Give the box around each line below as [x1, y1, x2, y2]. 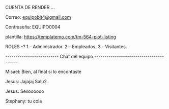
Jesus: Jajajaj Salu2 [5, 79, 47, 84]
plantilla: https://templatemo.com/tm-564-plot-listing [5, 34, 116, 40]
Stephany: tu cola [5, 98, 42, 104]
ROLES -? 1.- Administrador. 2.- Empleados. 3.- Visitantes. [5, 44, 127, 50]
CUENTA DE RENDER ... [5, 5, 55, 10]
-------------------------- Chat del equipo [5, 53, 93, 59]
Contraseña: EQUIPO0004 [5, 24, 61, 30]
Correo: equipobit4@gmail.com [5, 14, 71, 20]
